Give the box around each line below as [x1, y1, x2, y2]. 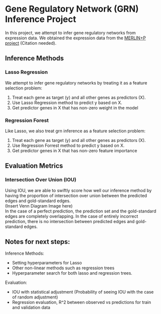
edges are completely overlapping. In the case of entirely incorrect [5, 213, 138, 219]
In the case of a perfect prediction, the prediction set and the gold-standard [5, 208, 157, 214]
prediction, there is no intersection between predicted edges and [5, 218, 135, 224]
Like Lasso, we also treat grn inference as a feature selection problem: [5, 128, 145, 134]
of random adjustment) [12, 294, 58, 300]
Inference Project [5, 14, 77, 25]
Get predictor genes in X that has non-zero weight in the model [12, 105, 138, 110]
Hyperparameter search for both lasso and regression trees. [12, 270, 132, 276]
